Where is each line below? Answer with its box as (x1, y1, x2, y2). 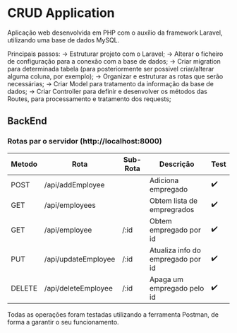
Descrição (159, 159, 195, 169)
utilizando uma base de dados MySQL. (7, 35, 120, 44)
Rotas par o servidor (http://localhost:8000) (7, 136, 162, 146)
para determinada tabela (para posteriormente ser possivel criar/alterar (7, 64, 214, 73)
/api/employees (44, 200, 97, 210)
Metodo (11, 159, 37, 169)
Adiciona (149, 175, 179, 185)
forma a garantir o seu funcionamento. (7, 317, 119, 326)
